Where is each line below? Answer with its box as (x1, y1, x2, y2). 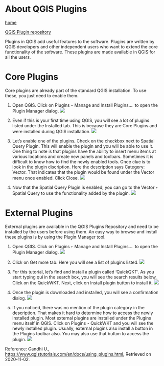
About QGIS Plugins (5, 3, 87, 15)
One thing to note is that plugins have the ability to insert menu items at (12, 148, 156, 154)
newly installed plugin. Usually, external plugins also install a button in (12, 325, 153, 331)
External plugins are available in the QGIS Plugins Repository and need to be (5, 224, 159, 229)
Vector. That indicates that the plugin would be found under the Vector (12, 169, 155, 175)
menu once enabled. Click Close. (12, 175, 79, 181)
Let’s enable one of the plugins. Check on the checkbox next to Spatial (12, 138, 155, 144)
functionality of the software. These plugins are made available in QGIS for (5, 49, 156, 55)
